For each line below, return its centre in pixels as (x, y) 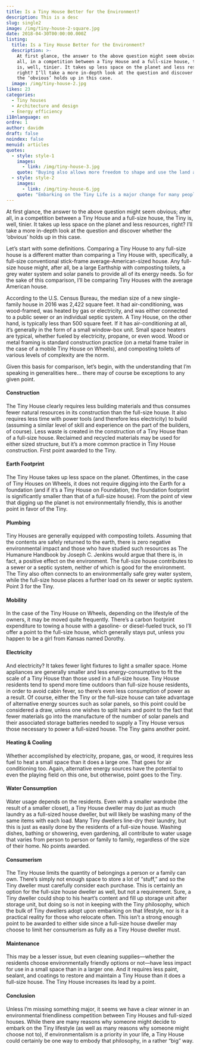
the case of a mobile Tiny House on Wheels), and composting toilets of (93, 349)
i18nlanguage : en (28, 117)
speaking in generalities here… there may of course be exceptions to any (96, 372)
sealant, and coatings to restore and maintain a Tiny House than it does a (96, 976)
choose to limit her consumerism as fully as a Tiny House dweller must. (93, 930)
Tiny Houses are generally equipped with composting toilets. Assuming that (99, 536)
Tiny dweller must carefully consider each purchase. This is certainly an (94, 886)
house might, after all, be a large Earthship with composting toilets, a (101, 267)
